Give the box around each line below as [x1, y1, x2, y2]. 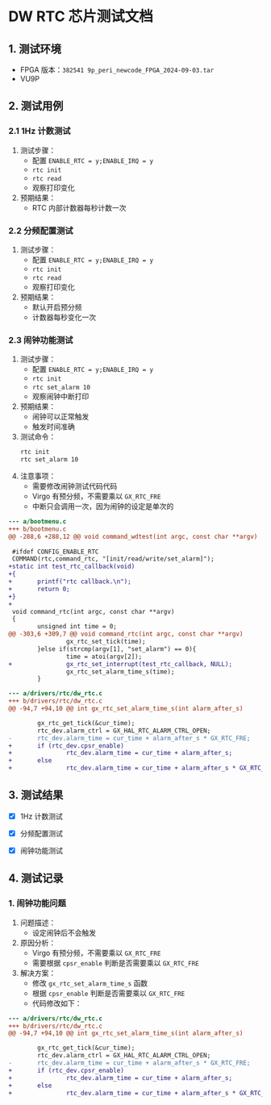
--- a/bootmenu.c [8, 518, 67, 526]
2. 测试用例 [8, 99, 64, 113]
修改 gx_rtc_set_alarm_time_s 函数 [31, 978, 148, 988]
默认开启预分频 [31, 302, 82, 311]
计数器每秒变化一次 [31, 312, 97, 322]
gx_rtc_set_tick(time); [65, 638, 147, 646]
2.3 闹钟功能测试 [8, 334, 73, 345]
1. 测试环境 [8, 42, 62, 56]
